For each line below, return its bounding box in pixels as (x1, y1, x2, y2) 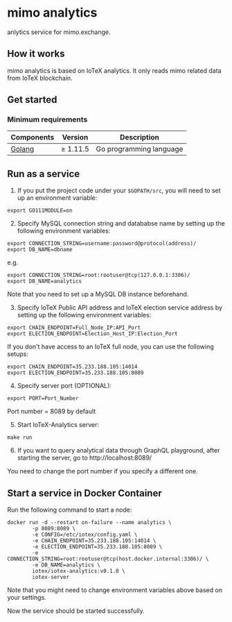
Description (120, 133, 159, 142)
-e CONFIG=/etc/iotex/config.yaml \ (32, 531, 138, 539)
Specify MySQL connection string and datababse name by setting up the (17, 219, 225, 228)
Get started (7, 94, 57, 106)
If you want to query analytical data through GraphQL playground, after (17, 446, 220, 455)
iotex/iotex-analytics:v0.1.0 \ (32, 568, 126, 575)
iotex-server (32, 574, 70, 581)
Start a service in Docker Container (7, 487, 162, 499)
